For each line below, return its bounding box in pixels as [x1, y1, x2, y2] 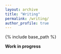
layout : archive [5, 7, 38, 12]
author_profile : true [5, 20, 49, 26]
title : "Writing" [5, 12, 41, 17]
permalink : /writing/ [5, 16, 49, 21]
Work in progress [5, 43, 41, 49]
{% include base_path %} [5, 34, 57, 40]
